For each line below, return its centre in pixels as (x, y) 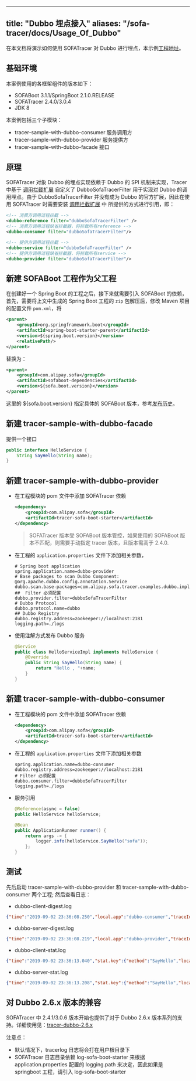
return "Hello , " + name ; (66, 668)
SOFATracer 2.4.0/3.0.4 (43, 101)
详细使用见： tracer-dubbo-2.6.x (55, 1025)
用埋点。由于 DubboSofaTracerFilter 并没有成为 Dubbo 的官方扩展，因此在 (95, 197)
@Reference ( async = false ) (47, 809)
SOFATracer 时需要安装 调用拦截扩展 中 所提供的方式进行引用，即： (94, 204)
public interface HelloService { (47, 450)
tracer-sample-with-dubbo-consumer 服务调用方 (73, 132)
